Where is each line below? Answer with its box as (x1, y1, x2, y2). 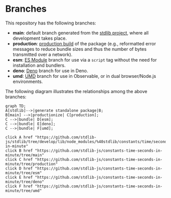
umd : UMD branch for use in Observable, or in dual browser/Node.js (12, 73, 156, 79)
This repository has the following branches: (5, 20, 97, 26)
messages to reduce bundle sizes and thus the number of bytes (12, 46, 147, 52)
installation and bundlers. (12, 62, 66, 68)
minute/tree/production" (5, 161, 58, 166)
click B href (5, 148, 33, 153)
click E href (5, 175, 33, 180)
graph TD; (5, 103, 26, 108)
